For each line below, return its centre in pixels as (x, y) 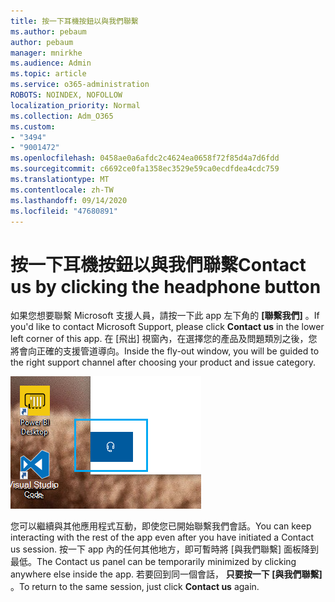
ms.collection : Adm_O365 (62, 116)
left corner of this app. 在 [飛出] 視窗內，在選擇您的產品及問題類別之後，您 (164, 339)
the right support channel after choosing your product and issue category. (163, 362)
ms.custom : (33, 126)
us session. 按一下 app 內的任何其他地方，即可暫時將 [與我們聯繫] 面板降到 (164, 549)
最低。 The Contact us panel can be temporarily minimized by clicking (153, 562)
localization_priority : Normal (75, 105)
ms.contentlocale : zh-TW (62, 190)
